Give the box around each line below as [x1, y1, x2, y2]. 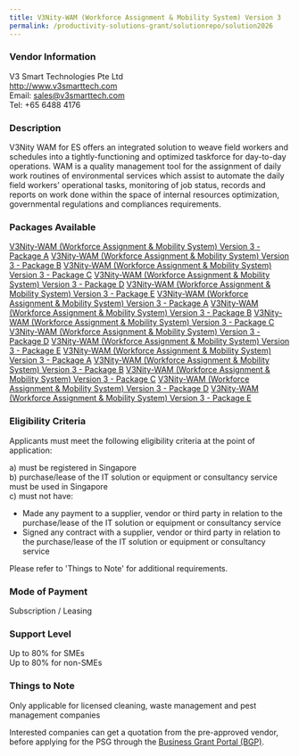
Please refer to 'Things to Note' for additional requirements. [9, 563, 228, 573]
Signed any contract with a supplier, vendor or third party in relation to [21, 527, 281, 538]
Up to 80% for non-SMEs [9, 657, 103, 669]
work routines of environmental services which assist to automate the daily [9, 170, 285, 181]
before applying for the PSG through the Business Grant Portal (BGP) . [9, 736, 265, 747]
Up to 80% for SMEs [9, 648, 85, 659]
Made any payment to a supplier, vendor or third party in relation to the [21, 507, 283, 518]
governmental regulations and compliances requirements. [9, 199, 221, 210]
